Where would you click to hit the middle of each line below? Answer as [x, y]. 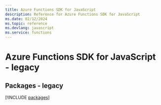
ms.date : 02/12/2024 [26, 19]
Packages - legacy [34, 86]
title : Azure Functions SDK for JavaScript [51, 10]
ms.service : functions [28, 33]
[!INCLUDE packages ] [27, 97]
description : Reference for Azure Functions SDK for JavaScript [73, 14]
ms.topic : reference [26, 23]
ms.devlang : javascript [30, 28]
